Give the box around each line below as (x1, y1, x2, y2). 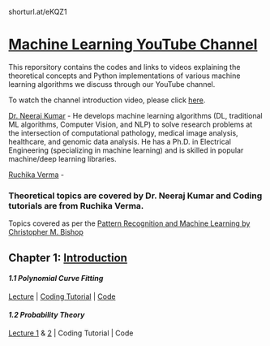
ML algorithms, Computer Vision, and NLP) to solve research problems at (8, 119, 253, 129)
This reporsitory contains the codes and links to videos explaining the (8, 62, 241, 71)
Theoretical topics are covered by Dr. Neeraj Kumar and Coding (8, 190, 263, 201)
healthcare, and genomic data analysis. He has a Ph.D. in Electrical (8, 136, 231, 146)
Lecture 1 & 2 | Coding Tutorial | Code (8, 328, 134, 338)
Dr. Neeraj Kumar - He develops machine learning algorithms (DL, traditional (8, 110, 263, 120)
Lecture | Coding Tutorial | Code (8, 292, 116, 301)
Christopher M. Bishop (8, 227, 84, 237)
